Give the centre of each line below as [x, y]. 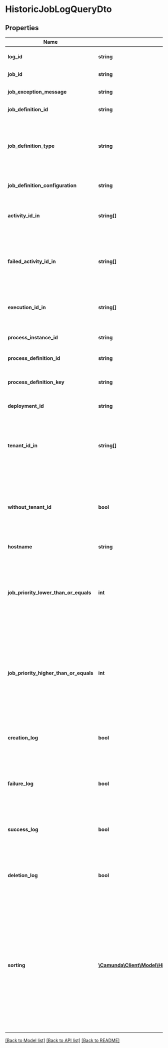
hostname [20, 547]
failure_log [21, 784]
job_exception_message [37, 92]
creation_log [23, 738]
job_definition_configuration [42, 185]
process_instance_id [33, 338]
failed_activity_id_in [32, 261]
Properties [22, 28]
